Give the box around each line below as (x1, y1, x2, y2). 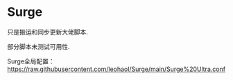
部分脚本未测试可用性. (7, 42, 71, 50)
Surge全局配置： (7, 57, 55, 66)
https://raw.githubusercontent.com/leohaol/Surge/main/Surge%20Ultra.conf (7, 65, 226, 73)
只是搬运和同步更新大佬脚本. (7, 28, 89, 36)
